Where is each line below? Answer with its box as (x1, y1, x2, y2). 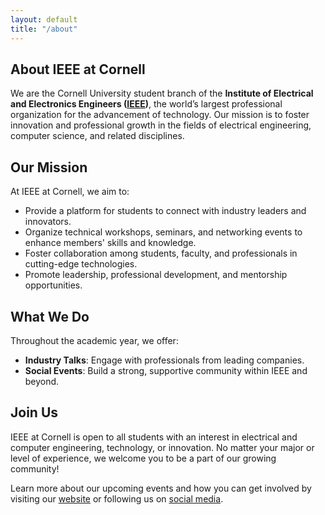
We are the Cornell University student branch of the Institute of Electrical (10, 87, 314, 100)
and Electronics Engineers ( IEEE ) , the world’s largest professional (10, 98, 283, 110)
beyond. (24, 375, 60, 387)
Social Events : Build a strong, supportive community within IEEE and (24, 364, 308, 376)
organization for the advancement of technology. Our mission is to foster (10, 109, 310, 121)
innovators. (24, 216, 72, 228)
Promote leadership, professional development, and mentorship (24, 269, 288, 281)
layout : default (10, 14, 78, 25)
